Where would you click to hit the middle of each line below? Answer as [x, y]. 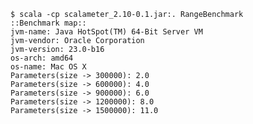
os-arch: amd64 [42, 58]
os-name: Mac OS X [48, 67]
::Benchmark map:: [48, 23]
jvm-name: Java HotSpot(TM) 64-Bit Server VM [106, 32]
